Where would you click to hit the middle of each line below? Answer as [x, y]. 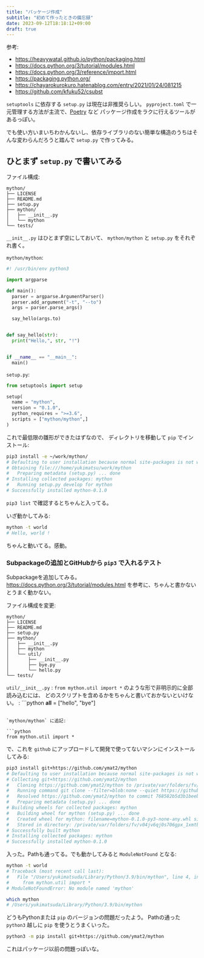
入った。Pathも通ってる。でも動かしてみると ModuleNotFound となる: [92, 854]
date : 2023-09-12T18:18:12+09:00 [49, 23]
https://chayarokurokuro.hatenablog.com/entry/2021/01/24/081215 [98, 85]
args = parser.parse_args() [47, 308]
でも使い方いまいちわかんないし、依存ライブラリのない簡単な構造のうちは [99, 132]
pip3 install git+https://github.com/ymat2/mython [72, 768]
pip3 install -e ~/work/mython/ [47, 456]
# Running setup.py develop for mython [59, 485]
